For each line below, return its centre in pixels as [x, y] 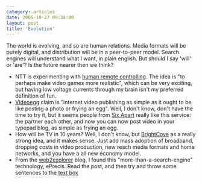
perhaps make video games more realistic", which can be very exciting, [104, 83]
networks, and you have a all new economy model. [78, 154]
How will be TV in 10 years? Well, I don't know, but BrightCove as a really [105, 134]
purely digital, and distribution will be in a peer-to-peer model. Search [93, 52]
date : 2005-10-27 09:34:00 [40, 17]
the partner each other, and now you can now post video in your [95, 122]
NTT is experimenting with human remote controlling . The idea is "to [100, 77]
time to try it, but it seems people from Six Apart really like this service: [103, 115]
